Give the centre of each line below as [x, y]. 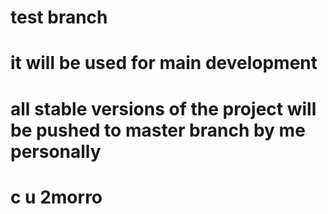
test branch [59, 17]
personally [56, 151]
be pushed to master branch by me [158, 130]
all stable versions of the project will [163, 108]
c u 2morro [56, 197]
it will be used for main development [164, 63]
